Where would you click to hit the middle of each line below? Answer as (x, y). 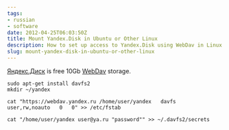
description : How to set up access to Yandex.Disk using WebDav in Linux (115, 45)
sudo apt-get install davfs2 (49, 83)
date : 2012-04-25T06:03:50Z (47, 32)
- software (23, 26)
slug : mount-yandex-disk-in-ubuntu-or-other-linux (81, 52)
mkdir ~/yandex (29, 90)
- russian (21, 20)
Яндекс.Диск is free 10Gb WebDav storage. (69, 71)
